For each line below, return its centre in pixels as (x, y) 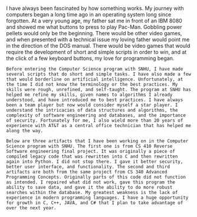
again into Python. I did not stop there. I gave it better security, (95, 162)
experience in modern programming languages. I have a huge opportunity (97, 198)
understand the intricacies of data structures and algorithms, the (92, 111)
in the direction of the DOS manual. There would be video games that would (98, 46)
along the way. (25, 131)
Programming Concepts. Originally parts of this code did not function (96, 177)
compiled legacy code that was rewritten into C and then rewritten (92, 157)
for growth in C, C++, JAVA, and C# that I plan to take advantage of (95, 203)
